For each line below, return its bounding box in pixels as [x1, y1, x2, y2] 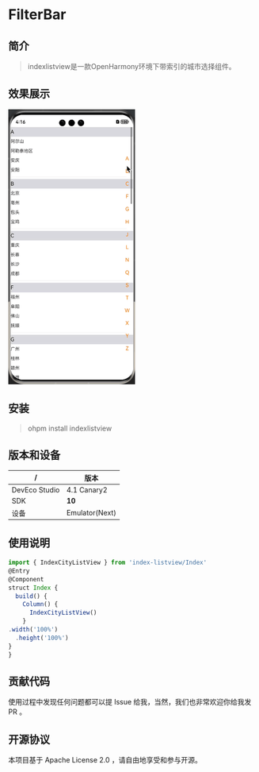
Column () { [22, 600, 59, 608]
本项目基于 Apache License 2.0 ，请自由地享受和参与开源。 [8, 755, 202, 765]
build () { [15, 592, 48, 600]
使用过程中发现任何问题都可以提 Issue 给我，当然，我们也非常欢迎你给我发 [8, 697, 252, 707]
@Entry [8, 566, 30, 575]
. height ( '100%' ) [15, 634, 69, 642]
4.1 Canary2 [66, 485, 109, 495]
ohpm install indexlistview [27, 423, 112, 433]
